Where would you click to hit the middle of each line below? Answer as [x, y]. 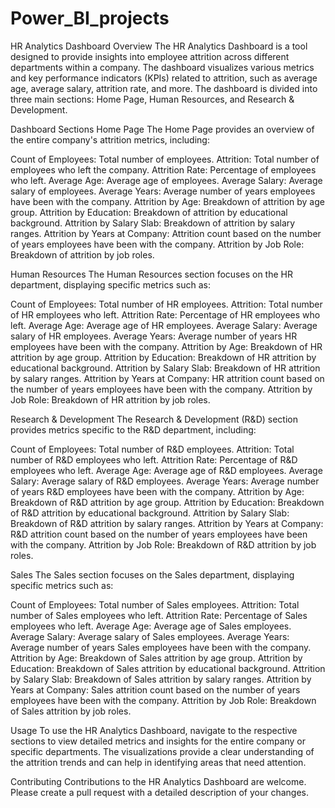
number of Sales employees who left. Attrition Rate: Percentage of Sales [159, 615]
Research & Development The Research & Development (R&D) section [154, 419]
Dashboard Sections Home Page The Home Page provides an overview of [162, 129]
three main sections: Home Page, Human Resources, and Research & [152, 99]
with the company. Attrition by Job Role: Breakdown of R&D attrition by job [163, 544]
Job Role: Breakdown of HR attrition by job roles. [110, 399]
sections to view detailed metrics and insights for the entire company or [158, 741]
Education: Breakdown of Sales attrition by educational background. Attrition [168, 668]
